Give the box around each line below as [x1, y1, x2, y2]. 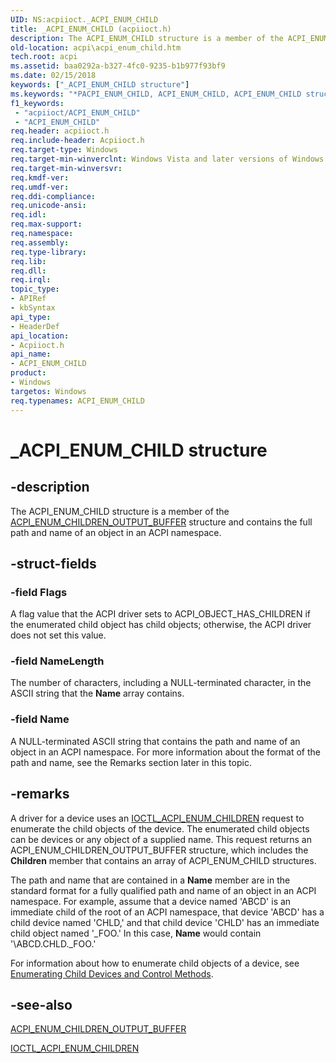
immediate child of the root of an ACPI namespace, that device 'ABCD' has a [10, 906, 325, 918]
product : [10, 368, 47, 378]
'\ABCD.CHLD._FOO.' [10, 937, 97, 950]
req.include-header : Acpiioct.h [10, 136, 145, 146]
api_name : [10, 349, 52, 360]
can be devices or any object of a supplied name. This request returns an [10, 833, 312, 845]
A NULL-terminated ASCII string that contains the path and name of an [10, 735, 301, 747]
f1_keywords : [10, 98, 65, 108]
